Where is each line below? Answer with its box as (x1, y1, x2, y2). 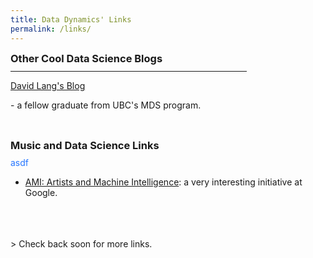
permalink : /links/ (10, 24, 92, 34)
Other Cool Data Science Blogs (10, 52, 163, 66)
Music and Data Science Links (10, 138, 160, 152)
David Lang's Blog (10, 79, 86, 91)
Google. (24, 187, 58, 199)
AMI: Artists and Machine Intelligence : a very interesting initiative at (24, 176, 303, 188)
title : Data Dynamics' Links (10, 14, 132, 25)
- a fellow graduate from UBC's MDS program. (10, 99, 202, 111)
